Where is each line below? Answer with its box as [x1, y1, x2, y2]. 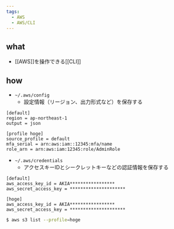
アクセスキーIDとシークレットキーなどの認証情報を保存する [23, 164, 169, 170]
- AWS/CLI [11, 20, 36, 25]
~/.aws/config [14, 92, 50, 98]
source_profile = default [6, 136, 70, 142]
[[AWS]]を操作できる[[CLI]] [14, 58, 81, 65]
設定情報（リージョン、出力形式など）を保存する [23, 98, 143, 105]
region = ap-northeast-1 [6, 115, 67, 121]
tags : [6, 8, 20, 15]
